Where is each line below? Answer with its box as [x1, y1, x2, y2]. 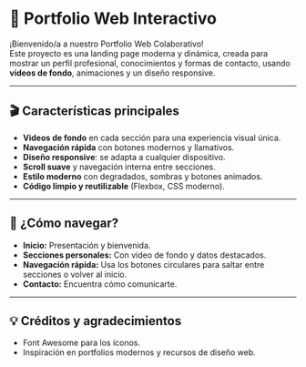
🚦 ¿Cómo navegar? [9, 216, 119, 231]
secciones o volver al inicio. [22, 269, 127, 280]
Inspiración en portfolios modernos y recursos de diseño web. [22, 347, 257, 358]
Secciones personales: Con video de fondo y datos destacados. [22, 250, 267, 260]
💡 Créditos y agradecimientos [9, 313, 182, 329]
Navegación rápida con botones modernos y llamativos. [22, 141, 235, 153]
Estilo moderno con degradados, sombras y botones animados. [22, 170, 263, 181]
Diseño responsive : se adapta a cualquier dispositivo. [22, 151, 226, 162]
